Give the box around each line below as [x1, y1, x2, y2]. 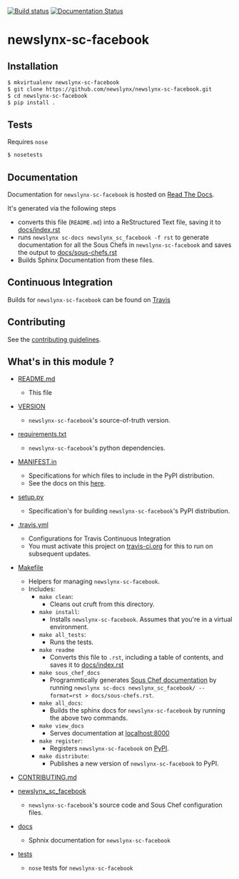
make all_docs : [39, 698, 83, 707]
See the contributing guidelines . [7, 335, 101, 343]
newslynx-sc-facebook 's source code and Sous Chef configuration [28, 800, 223, 810]
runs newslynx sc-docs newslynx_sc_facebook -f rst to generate [17, 233, 209, 241]
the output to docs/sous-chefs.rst [17, 248, 118, 256]
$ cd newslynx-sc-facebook [7, 92, 88, 99]
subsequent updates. [28, 550, 91, 558]
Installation [7, 60, 59, 72]
